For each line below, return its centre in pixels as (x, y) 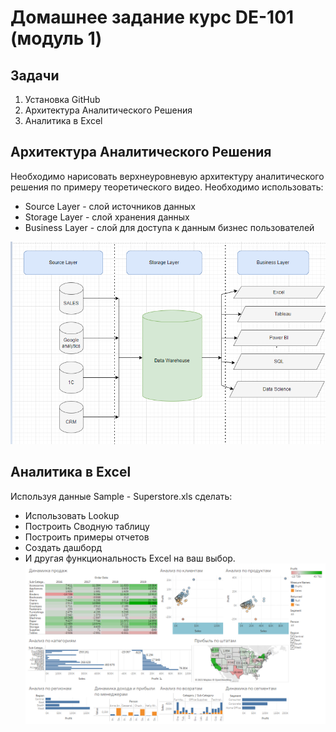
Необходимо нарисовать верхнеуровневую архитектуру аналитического (167, 176)
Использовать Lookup (72, 515)
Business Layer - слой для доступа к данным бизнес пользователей (169, 227)
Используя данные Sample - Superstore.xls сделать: (121, 496)
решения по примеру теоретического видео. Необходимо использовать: (167, 187)
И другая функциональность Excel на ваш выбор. (130, 558)
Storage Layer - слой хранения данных (107, 217)
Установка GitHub (62, 99)
